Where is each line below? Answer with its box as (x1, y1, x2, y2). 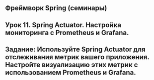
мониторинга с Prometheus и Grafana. (5, 28, 129, 37)
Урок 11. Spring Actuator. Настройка (5, 21, 122, 29)
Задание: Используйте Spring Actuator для (5, 45, 146, 54)
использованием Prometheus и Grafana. (5, 69, 137, 77)
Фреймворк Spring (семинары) (5, 4, 107, 12)
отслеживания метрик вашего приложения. (5, 53, 150, 61)
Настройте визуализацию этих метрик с (5, 61, 138, 69)
